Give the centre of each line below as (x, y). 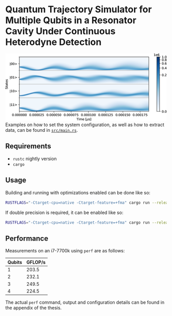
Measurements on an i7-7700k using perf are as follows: (65, 251)
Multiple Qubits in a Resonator (71, 20)
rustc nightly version (35, 159)
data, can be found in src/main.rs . (42, 130)
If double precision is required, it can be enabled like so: (64, 212)
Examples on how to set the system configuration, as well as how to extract (85, 125)
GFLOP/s (36, 262)
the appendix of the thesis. (34, 308)
